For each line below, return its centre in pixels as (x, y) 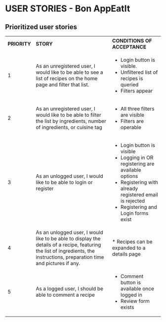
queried (129, 85)
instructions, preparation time (70, 257)
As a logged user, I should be (70, 289)
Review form (135, 301)
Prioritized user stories (41, 27)
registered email (139, 195)
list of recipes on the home (67, 78)
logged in (131, 295)
